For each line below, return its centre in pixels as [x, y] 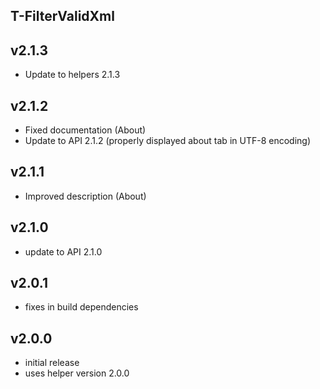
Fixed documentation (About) [85, 130]
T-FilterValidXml [62, 16]
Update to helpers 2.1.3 [72, 75]
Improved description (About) [85, 196]
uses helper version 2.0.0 [77, 373]
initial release [52, 363]
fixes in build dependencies [81, 307]
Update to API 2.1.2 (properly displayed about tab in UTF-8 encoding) [167, 141]
